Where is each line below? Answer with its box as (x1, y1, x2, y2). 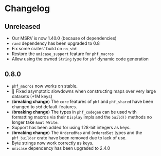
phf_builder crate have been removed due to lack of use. (11, 135, 127, 140)
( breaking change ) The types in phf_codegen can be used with (11, 109, 137, 115)
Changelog (4, 3, 50, 14)
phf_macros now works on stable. (11, 83, 78, 89)
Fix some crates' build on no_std (11, 46, 77, 51)
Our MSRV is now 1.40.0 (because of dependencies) (11, 35, 117, 41)
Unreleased (4, 22, 41, 31)
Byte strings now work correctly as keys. (11, 140, 93, 146)
